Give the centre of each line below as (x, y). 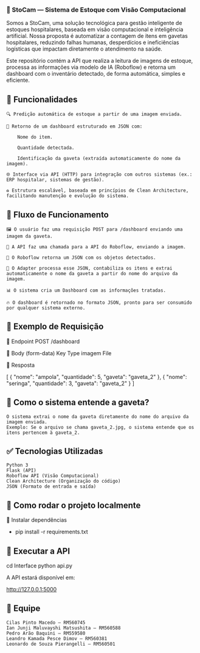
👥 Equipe (23, 609)
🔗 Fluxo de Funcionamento (58, 215)
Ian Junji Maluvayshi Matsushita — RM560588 (64, 628)
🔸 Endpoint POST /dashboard (43, 341)
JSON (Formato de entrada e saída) (51, 487)
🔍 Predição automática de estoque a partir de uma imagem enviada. (94, 114)
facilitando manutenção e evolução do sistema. (68, 196)
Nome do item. (35, 137)
